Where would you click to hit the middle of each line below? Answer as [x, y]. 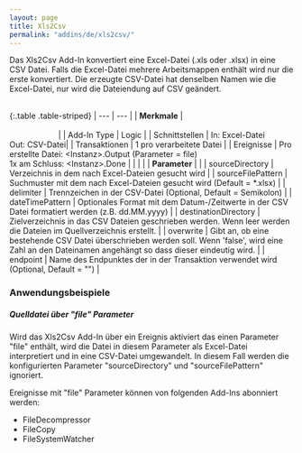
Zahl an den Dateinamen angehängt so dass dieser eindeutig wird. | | [137, 250]
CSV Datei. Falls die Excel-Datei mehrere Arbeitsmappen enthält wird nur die [151, 69]
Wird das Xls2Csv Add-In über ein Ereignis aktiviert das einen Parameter [144, 337]
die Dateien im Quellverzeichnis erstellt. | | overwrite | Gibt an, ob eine [139, 231]
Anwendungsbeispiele [60, 292]
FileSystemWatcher [58, 439]
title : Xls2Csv [38, 26]
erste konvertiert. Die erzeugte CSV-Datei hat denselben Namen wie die [143, 79]
